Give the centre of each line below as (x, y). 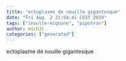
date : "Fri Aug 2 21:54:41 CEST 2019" (57, 18)
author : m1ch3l (25, 29)
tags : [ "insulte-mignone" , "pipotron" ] (57, 23)
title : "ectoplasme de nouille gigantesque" (63, 12)
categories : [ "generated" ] (40, 34)
